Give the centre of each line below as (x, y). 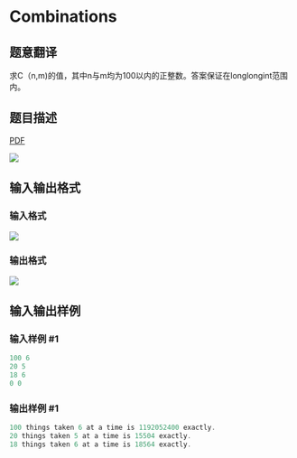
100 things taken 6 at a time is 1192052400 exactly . (113, 428)
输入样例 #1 (34, 339)
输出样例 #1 (34, 408)
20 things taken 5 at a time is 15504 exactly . (101, 436)
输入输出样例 (45, 311)
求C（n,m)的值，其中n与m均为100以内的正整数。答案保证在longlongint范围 (149, 75)
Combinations (63, 17)
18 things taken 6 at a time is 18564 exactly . (101, 444)
